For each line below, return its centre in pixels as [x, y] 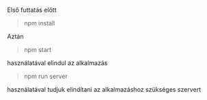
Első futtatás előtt [32, 10]
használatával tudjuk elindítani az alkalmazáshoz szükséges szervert [104, 89]
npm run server [46, 76]
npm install [39, 23]
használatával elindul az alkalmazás [58, 63]
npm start [37, 50]
